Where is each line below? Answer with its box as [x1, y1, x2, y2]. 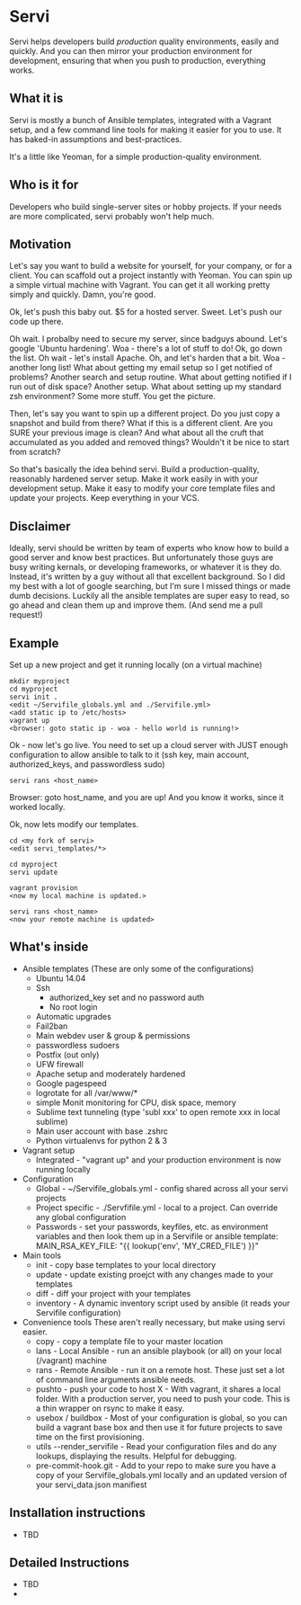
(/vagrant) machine [35, 1355, 108, 1366]
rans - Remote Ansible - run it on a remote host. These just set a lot [35, 1364, 285, 1375]
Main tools [22, 1250, 61, 1261]
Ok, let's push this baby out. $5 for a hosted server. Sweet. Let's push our [9, 307, 283, 317]
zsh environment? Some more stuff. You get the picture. [9, 391, 216, 402]
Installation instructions [9, 1505, 146, 1520]
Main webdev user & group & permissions [35, 1030, 190, 1040]
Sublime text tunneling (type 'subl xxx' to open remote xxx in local [35, 1106, 280, 1117]
